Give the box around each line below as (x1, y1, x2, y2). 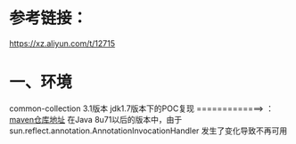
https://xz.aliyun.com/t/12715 (9, 37, 116, 49)
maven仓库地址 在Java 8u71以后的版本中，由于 (9, 114, 183, 124)
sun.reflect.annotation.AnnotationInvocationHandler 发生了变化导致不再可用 (9, 125, 288, 136)
